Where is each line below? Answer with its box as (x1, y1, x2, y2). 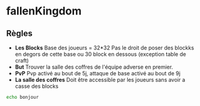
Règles (6, 28, 33, 39)
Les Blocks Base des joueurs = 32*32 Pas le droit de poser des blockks (14, 44, 195, 51)
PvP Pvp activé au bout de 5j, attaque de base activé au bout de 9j (14, 70, 181, 76)
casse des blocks (14, 83, 59, 90)
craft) (14, 57, 29, 64)
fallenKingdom (6, 4, 82, 18)
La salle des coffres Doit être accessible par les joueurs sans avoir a (14, 76, 186, 83)
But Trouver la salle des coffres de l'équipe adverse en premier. (14, 63, 173, 70)
